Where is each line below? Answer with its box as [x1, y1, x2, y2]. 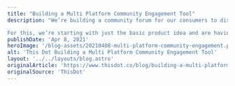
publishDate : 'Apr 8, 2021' [7, 36, 90, 43]
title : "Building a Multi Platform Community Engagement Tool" [7, 10, 196, 17]
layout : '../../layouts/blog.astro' [7, 55, 114, 63]
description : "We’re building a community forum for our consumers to [7, 17, 218, 24]
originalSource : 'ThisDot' [7, 68, 86, 76]
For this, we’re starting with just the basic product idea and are [7, 29, 211, 36]
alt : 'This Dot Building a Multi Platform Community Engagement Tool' [7, 49, 218, 56]
